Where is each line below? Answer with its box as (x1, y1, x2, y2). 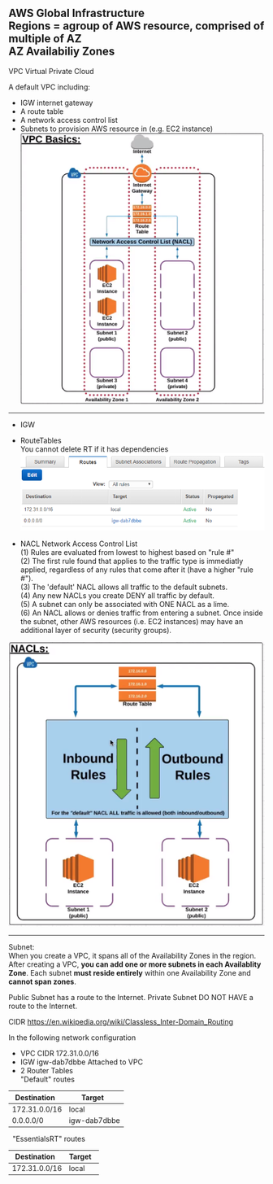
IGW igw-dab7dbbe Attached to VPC (19, 1057, 144, 1067)
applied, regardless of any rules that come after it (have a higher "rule (19, 565, 253, 575)
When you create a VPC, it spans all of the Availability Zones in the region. (8, 951, 257, 961)
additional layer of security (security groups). (19, 625, 172, 635)
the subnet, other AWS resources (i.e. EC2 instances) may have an (19, 616, 244, 626)
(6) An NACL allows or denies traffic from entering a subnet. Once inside (19, 608, 263, 618)
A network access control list (19, 115, 118, 125)
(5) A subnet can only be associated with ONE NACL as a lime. (19, 599, 230, 609)
